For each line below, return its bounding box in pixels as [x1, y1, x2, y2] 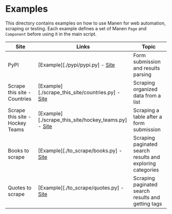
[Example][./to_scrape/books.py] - [38, 147, 122, 154]
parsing [133, 71, 152, 78]
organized [133, 85, 158, 93]
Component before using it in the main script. [5, 31, 97, 37]
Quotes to [8, 184, 32, 191]
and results [133, 65, 160, 72]
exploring [133, 160, 156, 167]
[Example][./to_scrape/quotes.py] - [38, 184, 124, 191]
